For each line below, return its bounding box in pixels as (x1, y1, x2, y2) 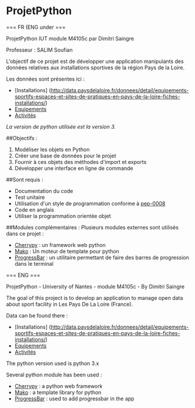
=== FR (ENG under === (6, 24, 66, 31)
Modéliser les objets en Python (14, 146, 90, 153)
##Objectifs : (6, 134, 38, 142)
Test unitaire (14, 193, 45, 200)
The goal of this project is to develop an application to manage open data (6, 294, 183, 301)
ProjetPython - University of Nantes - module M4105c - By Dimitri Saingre (6, 283, 185, 290)
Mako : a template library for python (14, 389, 102, 396)
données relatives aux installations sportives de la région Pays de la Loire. (6, 63, 185, 71)
